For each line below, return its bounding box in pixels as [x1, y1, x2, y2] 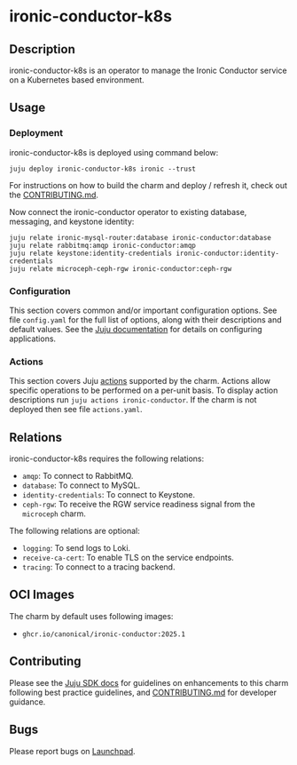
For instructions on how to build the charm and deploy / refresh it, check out [9, 179, 288, 190]
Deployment [9, 127, 64, 139]
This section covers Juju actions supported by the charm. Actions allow [9, 376, 270, 386]
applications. [9, 333, 56, 344]
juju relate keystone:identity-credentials [9, 249, 173, 258]
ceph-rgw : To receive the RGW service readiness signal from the [21, 499, 255, 510]
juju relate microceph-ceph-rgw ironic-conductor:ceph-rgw [9, 264, 232, 273]
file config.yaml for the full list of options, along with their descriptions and [9, 314, 282, 325]
